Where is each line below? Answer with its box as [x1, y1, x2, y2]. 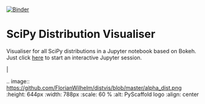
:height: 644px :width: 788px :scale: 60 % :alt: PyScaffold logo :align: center [6, 91, 199, 98]
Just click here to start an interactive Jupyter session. [6, 54, 142, 61]
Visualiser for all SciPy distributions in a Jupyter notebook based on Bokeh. [6, 47, 196, 54]
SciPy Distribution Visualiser [6, 28, 155, 41]
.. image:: [6, 77, 30, 85]
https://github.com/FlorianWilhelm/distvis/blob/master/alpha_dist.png [6, 84, 182, 91]
